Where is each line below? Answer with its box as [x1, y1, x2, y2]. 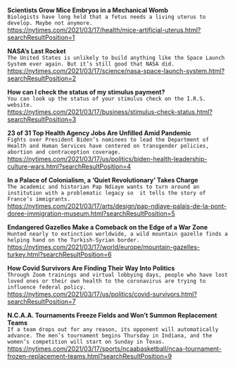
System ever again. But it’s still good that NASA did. [7, 61, 174, 68]
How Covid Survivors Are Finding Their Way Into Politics [7, 264, 175, 272]
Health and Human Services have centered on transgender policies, [7, 142, 210, 149]
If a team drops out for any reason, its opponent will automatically [7, 326, 219, 333]
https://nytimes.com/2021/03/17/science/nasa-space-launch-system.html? [7, 67, 225, 75]
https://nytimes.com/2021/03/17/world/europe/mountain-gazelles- [7, 243, 201, 251]
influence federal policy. [7, 284, 87, 291]
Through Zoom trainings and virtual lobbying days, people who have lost [7, 271, 229, 278]
